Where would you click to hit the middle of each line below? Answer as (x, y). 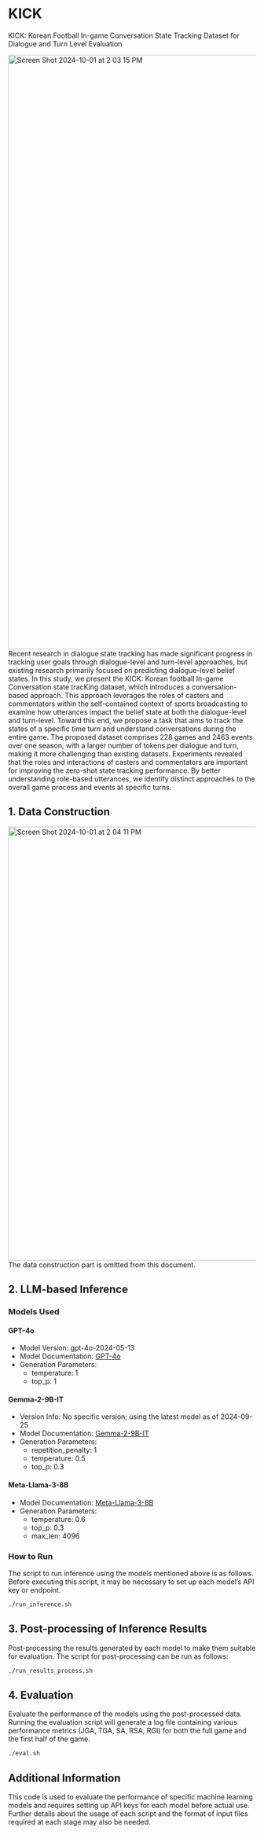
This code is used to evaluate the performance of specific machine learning (131, 1797)
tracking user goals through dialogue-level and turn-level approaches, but (128, 662)
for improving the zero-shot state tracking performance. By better (115, 770)
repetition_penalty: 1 (64, 1450)
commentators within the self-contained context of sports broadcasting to (128, 704)
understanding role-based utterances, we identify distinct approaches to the (132, 778)
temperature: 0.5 (58, 1458)
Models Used (34, 1312)
